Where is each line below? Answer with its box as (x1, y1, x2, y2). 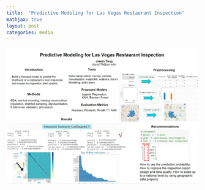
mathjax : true (6, 16, 43, 23)
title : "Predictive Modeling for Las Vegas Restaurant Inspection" (6, 10, 185, 16)
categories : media (6, 29, 53, 36)
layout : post (6, 23, 40, 29)
